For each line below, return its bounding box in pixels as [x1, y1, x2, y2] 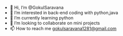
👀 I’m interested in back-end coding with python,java [9, 10, 119, 16]
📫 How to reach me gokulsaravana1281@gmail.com [9, 26, 117, 31]
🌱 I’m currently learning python [9, 15, 74, 20]
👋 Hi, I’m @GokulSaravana [9, 5, 64, 10]
